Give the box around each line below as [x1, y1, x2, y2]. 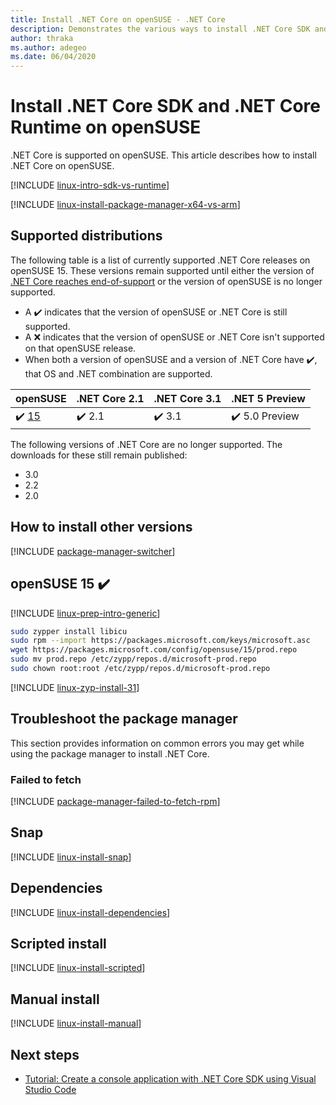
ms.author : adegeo [10, 42, 87, 53]
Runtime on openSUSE [10, 116, 202, 139]
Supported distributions [10, 227, 163, 245]
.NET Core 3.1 [153, 391, 222, 405]
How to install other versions [10, 519, 193, 536]
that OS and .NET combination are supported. [24, 367, 213, 380]
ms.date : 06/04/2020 [10, 52, 97, 62]
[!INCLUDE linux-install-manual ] [10, 1017, 142, 1030]
